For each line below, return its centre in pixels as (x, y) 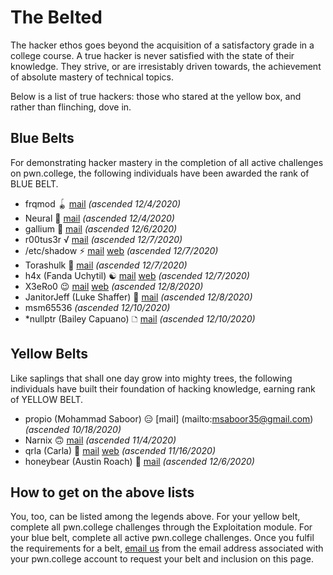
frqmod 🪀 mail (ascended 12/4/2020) (103, 203)
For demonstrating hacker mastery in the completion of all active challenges (167, 162)
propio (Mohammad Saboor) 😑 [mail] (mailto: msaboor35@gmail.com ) (169, 418)
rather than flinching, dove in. (71, 107)
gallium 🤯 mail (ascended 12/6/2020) (101, 228)
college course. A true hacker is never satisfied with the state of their (152, 55)
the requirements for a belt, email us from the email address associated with (167, 548)
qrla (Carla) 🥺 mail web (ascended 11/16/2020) (120, 450)
